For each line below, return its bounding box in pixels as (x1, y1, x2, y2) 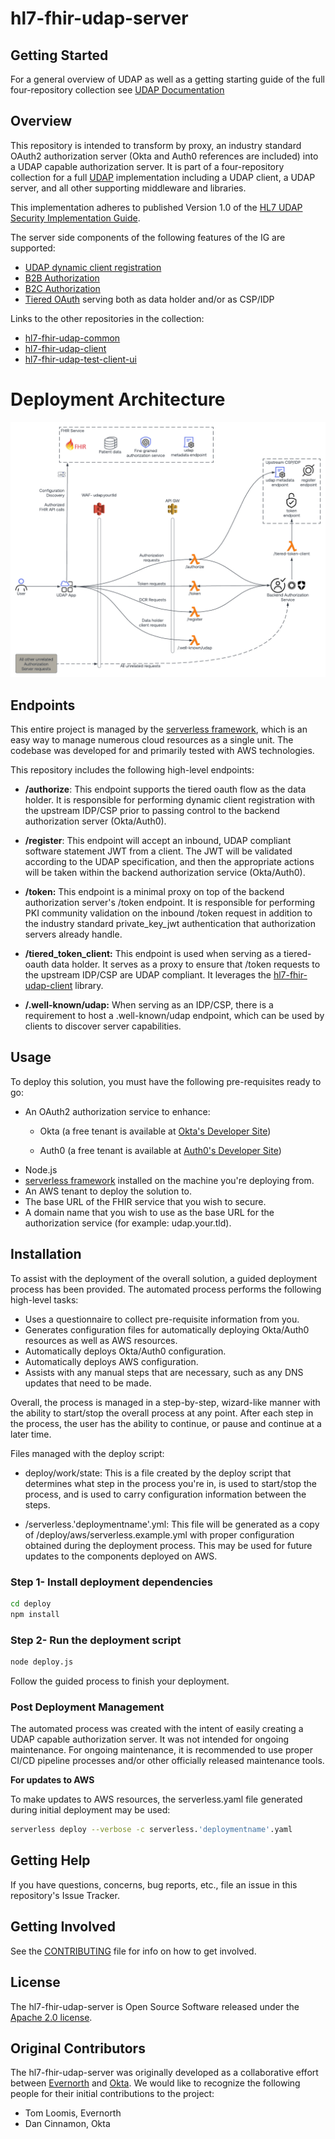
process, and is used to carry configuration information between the (24, 1488, 307, 1500)
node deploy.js (10, 1657, 74, 1667)
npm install (10, 1609, 60, 1619)
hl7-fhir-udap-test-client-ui (24, 353, 137, 365)
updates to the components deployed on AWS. (24, 1550, 218, 1562)
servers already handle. (24, 928, 123, 941)
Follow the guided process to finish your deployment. (10, 1675, 230, 1687)
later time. (10, 1428, 52, 1440)
